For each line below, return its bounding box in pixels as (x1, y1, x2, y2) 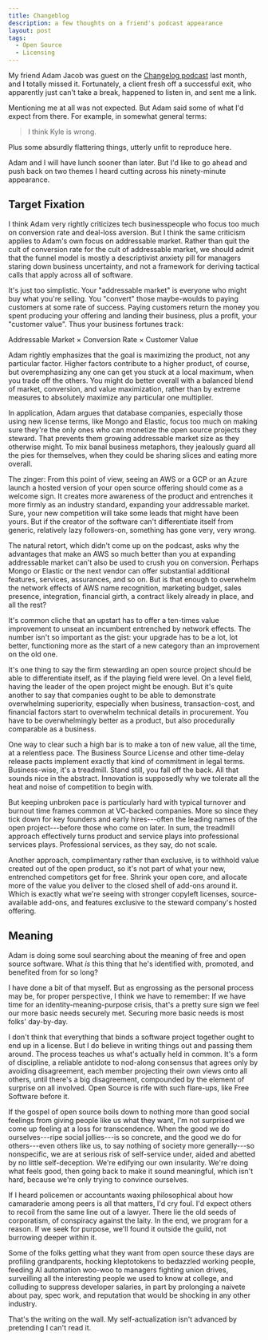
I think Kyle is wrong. (27, 127, 97, 136)
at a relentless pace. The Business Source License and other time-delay (8, 747, 245, 758)
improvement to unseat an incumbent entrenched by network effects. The (8, 624, 251, 633)
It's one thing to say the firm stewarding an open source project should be (8, 664, 252, 674)
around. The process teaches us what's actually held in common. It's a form (8, 1049, 258, 1058)
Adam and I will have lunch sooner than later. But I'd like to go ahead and (8, 158, 247, 167)
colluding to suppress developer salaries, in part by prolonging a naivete (8, 1282, 246, 1291)
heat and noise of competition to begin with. (8, 782, 154, 791)
